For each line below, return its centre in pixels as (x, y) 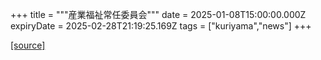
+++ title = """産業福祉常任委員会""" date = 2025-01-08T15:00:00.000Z (158, 14)
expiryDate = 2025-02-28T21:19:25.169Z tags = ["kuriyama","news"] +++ (161, 26)
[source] (28, 45)
